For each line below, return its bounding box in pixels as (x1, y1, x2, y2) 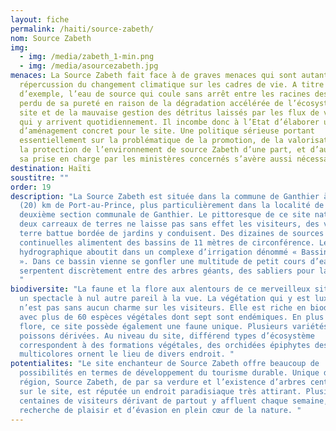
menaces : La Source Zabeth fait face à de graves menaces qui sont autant (10, 71, 329, 81)
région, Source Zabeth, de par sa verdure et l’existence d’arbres (19, 377, 307, 387)
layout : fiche (10, 14, 70, 25)
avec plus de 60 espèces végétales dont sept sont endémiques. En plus (19, 312, 325, 322)
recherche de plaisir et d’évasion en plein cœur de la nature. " (19, 405, 302, 415)
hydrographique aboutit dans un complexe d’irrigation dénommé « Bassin (19, 247, 329, 257)
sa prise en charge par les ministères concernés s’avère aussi (19, 154, 293, 164)
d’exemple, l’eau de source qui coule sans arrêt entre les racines (19, 89, 311, 99)
